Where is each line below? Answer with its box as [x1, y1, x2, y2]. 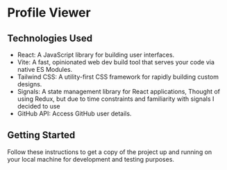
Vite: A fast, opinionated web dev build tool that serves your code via [17, 58, 215, 66]
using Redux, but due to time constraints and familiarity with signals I [17, 95, 215, 103]
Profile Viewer [7, 5, 92, 21]
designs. [17, 80, 42, 88]
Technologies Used [7, 32, 92, 44]
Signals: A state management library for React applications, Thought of [17, 88, 221, 95]
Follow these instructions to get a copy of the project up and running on [7, 147, 212, 156]
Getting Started [7, 129, 76, 141]
